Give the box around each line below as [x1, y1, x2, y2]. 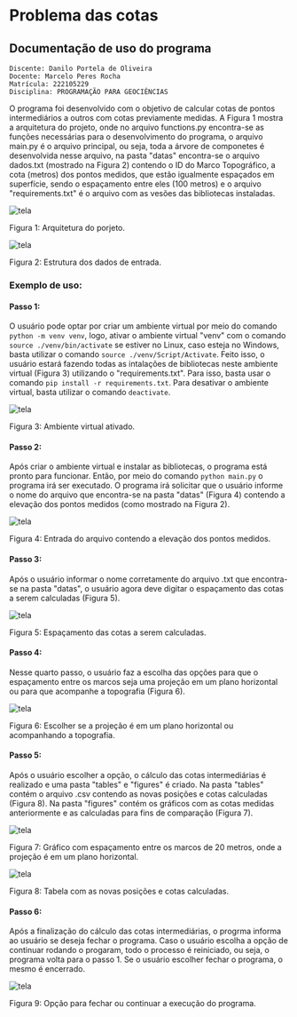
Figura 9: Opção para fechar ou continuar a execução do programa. [9, 998, 257, 1009]
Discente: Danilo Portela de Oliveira [9, 64, 152, 73]
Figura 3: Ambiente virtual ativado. [9, 421, 136, 432]
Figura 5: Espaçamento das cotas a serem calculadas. [9, 627, 207, 638]
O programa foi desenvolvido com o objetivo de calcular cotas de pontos [9, 103, 276, 114]
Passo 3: [9, 553, 43, 564]
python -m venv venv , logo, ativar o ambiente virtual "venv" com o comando [9, 330, 286, 341]
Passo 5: [9, 750, 42, 760]
